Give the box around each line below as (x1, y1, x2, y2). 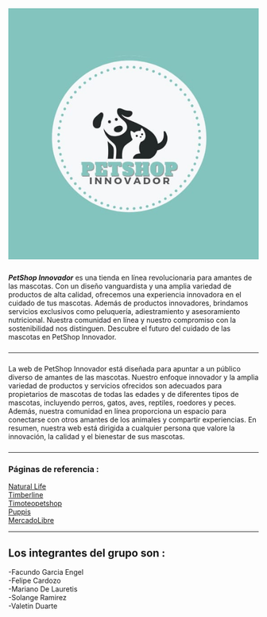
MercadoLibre (8, 516, 54, 525)
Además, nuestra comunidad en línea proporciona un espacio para (8, 407, 226, 416)
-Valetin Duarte (8, 601, 58, 611)
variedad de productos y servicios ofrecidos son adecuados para (8, 381, 222, 391)
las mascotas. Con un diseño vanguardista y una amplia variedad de (8, 281, 232, 291)
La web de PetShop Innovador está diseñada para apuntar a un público (8, 364, 241, 374)
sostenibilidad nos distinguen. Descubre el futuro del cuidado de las (8, 324, 231, 333)
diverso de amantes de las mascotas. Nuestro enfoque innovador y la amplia (8, 372, 259, 383)
